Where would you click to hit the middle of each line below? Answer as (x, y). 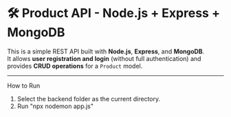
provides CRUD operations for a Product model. (75, 66)
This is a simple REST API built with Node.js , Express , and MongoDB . (106, 51)
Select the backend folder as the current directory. (89, 99)
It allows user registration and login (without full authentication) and (104, 58)
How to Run (24, 86)
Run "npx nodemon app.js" (55, 106)
